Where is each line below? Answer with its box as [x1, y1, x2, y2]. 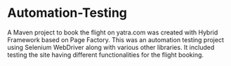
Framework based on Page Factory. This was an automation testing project [7, 35, 225, 44]
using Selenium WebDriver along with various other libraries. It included [7, 43, 215, 51]
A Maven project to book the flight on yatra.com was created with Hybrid [7, 28, 218, 37]
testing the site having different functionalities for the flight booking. [7, 51, 204, 59]
